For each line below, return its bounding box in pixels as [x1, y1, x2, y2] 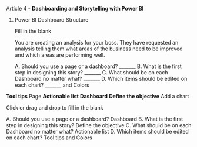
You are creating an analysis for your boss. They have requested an [14, 39, 179, 46]
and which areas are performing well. [14, 52, 105, 58]
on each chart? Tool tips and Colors [6, 134, 92, 141]
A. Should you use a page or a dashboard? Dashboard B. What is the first [6, 115, 183, 122]
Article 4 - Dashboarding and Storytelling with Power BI [6, 5, 144, 12]
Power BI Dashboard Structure [14, 16, 89, 23]
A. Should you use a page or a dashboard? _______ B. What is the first [14, 63, 182, 70]
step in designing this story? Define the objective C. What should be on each [6, 122, 192, 128]
